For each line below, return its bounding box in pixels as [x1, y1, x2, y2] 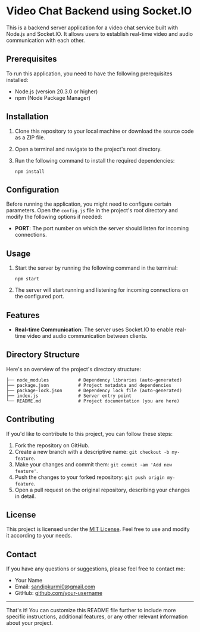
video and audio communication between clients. [27, 332, 148, 339]
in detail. [14, 492, 36, 500]
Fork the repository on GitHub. [14, 441, 90, 449]
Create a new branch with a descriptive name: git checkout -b [14, 448, 170, 455]
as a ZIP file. [14, 133, 46, 141]
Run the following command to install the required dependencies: [14, 157, 175, 164]
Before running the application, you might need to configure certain [6, 200, 171, 207]
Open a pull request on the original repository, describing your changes [14, 486, 190, 493]
